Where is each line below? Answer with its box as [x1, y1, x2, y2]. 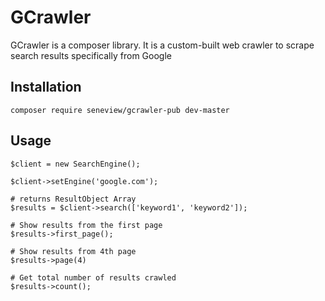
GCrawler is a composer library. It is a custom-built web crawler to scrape [10, 39, 315, 51]
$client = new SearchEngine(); [10, 159, 141, 169]
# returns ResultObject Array [10, 194, 137, 204]
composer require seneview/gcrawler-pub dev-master [10, 105, 230, 115]
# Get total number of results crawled [10, 272, 177, 283]
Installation [10, 79, 82, 96]
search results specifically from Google [10, 49, 172, 61]
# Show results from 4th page [10, 246, 137, 256]
